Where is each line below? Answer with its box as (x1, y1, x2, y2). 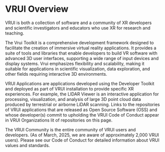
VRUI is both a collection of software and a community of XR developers (5, 20, 152, 26)
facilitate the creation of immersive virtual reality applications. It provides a (5, 45, 157, 51)
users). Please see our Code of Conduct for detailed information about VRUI (5, 137, 160, 143)
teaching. (5, 30, 25, 36)
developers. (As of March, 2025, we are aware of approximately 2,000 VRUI (5, 132, 159, 138)
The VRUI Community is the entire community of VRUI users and (5, 126, 136, 132)
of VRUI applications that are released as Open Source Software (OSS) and (5, 107, 158, 113)
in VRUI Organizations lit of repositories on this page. (5, 117, 113, 123)
